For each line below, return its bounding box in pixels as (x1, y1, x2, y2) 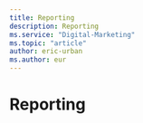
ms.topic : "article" (9, 38, 88, 48)
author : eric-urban (9, 47, 83, 56)
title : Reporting (9, 13, 75, 23)
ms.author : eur (9, 55, 67, 64)
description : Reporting (9, 22, 100, 31)
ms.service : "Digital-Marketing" (9, 30, 136, 39)
